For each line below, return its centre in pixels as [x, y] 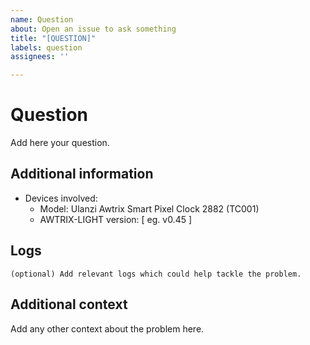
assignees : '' [40, 57]
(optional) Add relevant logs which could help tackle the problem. [156, 274]
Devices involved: [61, 198]
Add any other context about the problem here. [107, 328]
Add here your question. [60, 143]
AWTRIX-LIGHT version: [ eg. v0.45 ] [116, 219]
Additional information [82, 174]
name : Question [42, 19]
